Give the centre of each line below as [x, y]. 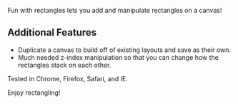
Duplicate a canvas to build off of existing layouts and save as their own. [124, 50]
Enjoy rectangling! [34, 93]
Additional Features [52, 32]
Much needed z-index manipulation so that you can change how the [118, 57]
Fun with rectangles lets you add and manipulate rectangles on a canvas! [115, 10]
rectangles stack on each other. [64, 65]
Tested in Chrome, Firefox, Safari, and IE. [68, 78]
